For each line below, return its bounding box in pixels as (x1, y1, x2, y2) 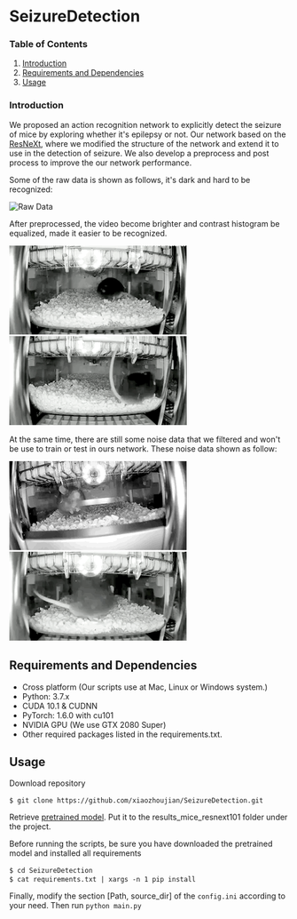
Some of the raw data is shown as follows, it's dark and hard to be (9, 174, 251, 185)
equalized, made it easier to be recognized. (9, 228, 168, 238)
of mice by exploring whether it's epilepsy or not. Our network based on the (9, 129, 286, 140)
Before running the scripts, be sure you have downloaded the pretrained (9, 838, 273, 850)
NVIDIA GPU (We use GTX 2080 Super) (21, 719, 167, 730)
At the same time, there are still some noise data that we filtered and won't (9, 434, 281, 444)
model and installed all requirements (9, 848, 142, 859)
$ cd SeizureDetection (9, 867, 93, 875)
